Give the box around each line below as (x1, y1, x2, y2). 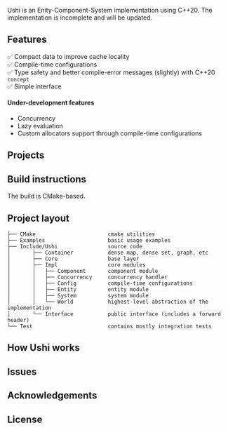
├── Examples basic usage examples (7, 237, 171, 244)
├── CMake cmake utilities (7, 231, 156, 238)
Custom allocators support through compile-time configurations (17, 129, 202, 137)
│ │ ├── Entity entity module (7, 286, 149, 293)
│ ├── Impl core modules (7, 262, 146, 269)
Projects (7, 149, 45, 161)
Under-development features (7, 98, 95, 107)
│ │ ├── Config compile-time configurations (7, 280, 193, 287)
